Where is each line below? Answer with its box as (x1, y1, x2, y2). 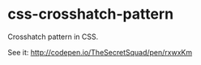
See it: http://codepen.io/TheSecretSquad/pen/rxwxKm (7, 47, 192, 57)
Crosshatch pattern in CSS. (7, 32, 99, 41)
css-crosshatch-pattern (7, 5, 174, 24)
